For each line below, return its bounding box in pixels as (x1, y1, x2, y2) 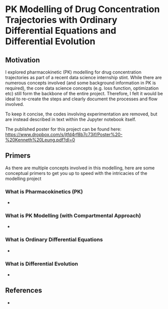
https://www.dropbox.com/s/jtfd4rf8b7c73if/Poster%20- (5, 132, 123, 137)
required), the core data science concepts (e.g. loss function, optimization (5, 85, 159, 91)
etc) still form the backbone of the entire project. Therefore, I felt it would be (5, 91, 163, 96)
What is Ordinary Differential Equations (5, 236, 103, 243)
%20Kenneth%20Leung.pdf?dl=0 (5, 137, 75, 143)
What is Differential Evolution (5, 260, 78, 267)
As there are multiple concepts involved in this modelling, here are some (5, 165, 155, 171)
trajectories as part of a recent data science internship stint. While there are (5, 75, 162, 80)
